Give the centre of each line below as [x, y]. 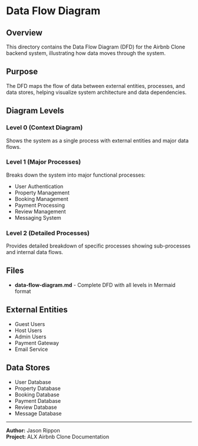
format [23, 291]
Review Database [36, 407]
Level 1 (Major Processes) [44, 162]
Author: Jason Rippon [33, 430]
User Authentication [39, 186]
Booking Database [37, 395]
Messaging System [38, 217]
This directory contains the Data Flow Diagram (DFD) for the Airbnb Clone [96, 47]
